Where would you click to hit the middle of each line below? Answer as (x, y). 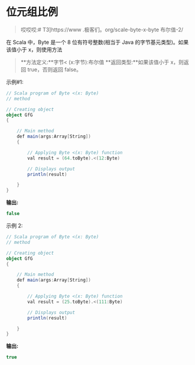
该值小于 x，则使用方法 (34, 49)
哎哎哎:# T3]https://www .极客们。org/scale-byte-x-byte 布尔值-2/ (102, 30)
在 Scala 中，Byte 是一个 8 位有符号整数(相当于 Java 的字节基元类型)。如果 (97, 42)
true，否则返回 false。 (54, 69)
